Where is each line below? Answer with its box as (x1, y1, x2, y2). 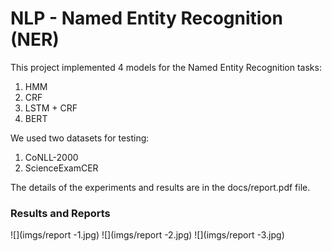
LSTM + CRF (24, 102, 78, 114)
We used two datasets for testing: (10, 132, 150, 144)
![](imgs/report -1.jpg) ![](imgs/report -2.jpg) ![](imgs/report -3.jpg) (10, 229, 285, 241)
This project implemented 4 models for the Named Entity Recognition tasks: (10, 61, 322, 73)
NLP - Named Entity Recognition (10, 7, 283, 30)
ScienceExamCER (24, 162, 99, 174)
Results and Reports (10, 206, 111, 220)
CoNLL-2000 (24, 151, 79, 163)
